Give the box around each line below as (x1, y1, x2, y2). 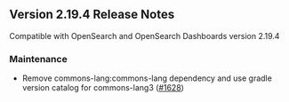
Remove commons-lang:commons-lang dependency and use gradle (21, 73, 273, 83)
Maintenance (9, 52, 68, 65)
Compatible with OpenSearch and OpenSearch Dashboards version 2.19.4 (9, 30, 280, 41)
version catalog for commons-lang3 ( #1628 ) (21, 82, 185, 93)
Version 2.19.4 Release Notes (9, 7, 175, 22)
